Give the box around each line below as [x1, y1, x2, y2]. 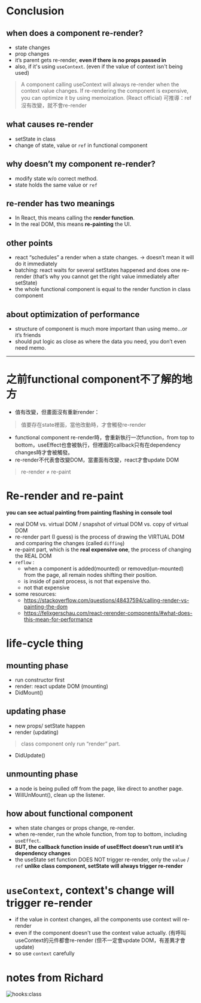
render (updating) [14, 728, 59, 736]
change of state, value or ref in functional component [14, 142, 148, 149]
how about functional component [6, 808, 133, 818]
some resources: [14, 590, 57, 597]
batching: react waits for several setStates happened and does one [14, 267, 181, 274]
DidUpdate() [14, 751, 46, 759]
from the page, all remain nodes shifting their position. [23, 571, 157, 578]
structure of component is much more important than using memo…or [14, 325, 187, 332]
